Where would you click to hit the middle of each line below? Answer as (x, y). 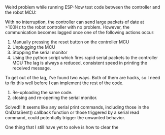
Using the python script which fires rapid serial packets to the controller (85, 58)
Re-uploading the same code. (42, 92)
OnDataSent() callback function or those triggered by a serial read (72, 112)
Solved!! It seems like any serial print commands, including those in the (77, 107)
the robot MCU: (21, 12)
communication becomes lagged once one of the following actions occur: (80, 32)
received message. (32, 68)
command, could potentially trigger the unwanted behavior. (65, 118)
